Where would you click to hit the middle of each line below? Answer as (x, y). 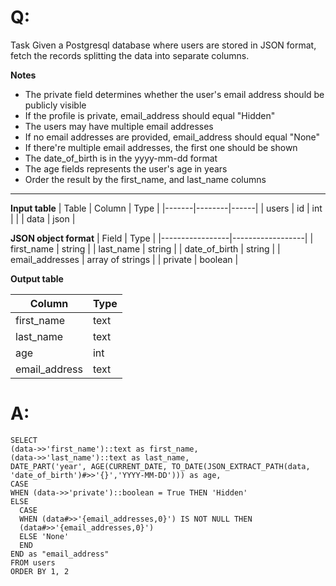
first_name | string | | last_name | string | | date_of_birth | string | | (145, 248)
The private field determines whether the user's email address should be (174, 94)
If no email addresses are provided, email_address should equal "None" (172, 137)
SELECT (24, 440)
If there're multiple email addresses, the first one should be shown (161, 147)
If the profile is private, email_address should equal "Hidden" (150, 115)
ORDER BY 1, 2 (40, 571)
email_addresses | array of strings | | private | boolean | (124, 259)
